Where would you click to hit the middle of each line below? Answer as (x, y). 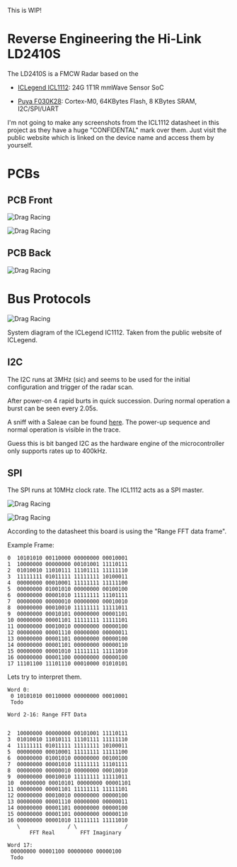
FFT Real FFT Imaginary (75, 833)
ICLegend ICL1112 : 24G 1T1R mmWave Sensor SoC (91, 87)
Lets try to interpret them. (45, 677)
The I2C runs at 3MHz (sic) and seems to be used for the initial (99, 379)
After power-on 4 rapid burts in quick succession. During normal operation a (119, 400)
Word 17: (20, 845)
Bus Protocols (49, 299)
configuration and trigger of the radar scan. (71, 387)
